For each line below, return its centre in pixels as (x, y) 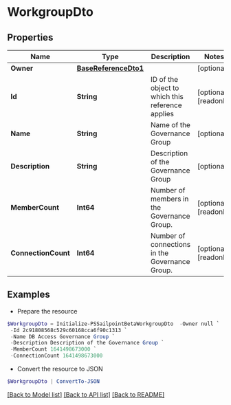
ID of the (164, 79)
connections (170, 244)
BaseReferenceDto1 (110, 68)
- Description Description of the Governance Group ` (87, 343)
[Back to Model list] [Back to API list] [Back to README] (86, 394)
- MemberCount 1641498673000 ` (53, 349)
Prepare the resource (47, 311)
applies (162, 114)
